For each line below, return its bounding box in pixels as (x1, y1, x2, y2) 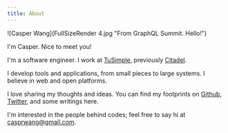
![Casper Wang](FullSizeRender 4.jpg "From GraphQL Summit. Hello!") (7, 29, 207, 37)
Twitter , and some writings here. (7, 97, 99, 105)
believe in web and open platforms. (7, 76, 107, 85)
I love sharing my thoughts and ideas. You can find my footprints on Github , (7, 90, 222, 98)
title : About (7, 10, 45, 17)
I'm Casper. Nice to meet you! (7, 42, 92, 50)
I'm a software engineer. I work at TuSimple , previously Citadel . (7, 56, 187, 64)
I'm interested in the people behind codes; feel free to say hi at (7, 110, 186, 119)
